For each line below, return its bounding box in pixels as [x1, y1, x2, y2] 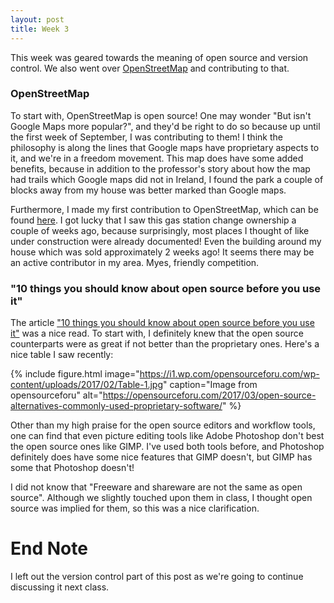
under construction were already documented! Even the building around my [10, 235, 322, 247]
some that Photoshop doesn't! [10, 462, 135, 474]
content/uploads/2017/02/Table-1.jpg [10, 379, 163, 391]
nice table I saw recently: [10, 349, 114, 361]
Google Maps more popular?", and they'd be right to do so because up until [10, 120, 321, 132]
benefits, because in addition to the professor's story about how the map [10, 162, 311, 175]
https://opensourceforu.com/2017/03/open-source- [102, 389, 317, 401]
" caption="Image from [162, 379, 258, 391]
